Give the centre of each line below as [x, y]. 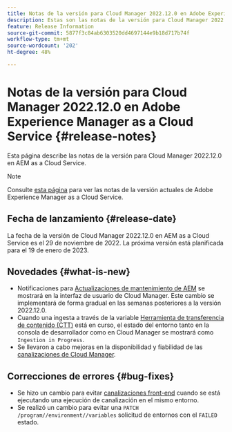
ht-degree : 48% [29, 53]
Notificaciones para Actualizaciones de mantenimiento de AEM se [111, 288]
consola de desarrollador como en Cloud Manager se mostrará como [115, 332]
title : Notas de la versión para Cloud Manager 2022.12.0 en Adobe [106, 13]
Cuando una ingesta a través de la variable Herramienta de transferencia [120, 318]
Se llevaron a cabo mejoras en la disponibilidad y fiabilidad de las [110, 347]
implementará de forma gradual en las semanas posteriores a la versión [119, 303]
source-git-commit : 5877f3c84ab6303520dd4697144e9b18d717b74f [98, 33]
